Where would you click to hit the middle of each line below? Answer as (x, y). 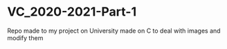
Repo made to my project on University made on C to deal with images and (114, 31)
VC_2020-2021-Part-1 (72, 12)
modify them (25, 37)
